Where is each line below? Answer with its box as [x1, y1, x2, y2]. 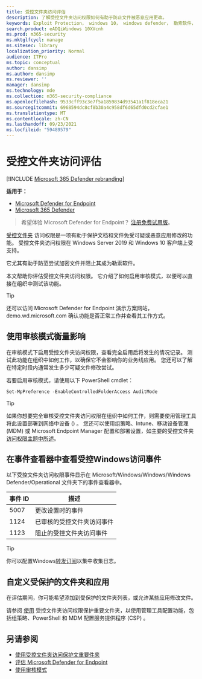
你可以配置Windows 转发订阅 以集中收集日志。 [6, 557, 119, 565]
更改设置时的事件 [35, 506, 84, 515]
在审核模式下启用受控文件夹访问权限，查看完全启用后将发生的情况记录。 [6, 348, 186, 356]
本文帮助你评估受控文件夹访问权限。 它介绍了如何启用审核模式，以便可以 [6, 272, 188, 279]
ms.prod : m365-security [6, 31, 66, 37]
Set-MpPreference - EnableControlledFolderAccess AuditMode [6, 388, 158, 395]
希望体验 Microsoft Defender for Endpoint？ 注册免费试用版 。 [21, 218, 174, 226]
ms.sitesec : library [6, 43, 58, 49]
